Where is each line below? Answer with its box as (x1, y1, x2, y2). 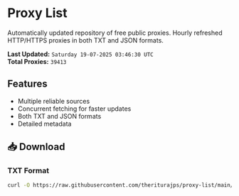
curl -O (7, 182, 31, 189)
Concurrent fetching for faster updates (17, 104, 132, 113)
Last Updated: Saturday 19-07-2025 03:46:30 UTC (7, 50, 154, 58)
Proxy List (7, 5, 68, 21)
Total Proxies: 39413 (7, 57, 67, 65)
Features (7, 78, 48, 90)
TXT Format (7, 165, 50, 175)
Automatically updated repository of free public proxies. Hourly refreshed (7, 28, 223, 37)
